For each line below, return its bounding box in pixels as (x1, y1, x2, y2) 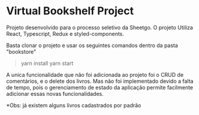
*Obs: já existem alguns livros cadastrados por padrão (6, 101, 141, 108)
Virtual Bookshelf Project (6, 4, 134, 18)
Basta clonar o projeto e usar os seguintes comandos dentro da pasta (6, 42, 179, 49)
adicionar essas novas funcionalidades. (6, 90, 104, 97)
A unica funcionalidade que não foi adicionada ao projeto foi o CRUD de (6, 71, 184, 78)
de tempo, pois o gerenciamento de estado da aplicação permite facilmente (6, 83, 194, 91)
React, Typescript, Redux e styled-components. (6, 30, 125, 37)
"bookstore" (6, 48, 37, 55)
